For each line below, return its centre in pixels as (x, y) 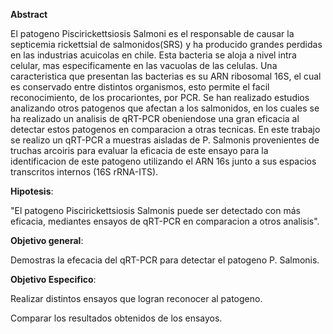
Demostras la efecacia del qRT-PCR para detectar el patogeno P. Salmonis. (165, 260)
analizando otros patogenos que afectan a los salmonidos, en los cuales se (165, 108)
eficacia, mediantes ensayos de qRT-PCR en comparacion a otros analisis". (165, 221)
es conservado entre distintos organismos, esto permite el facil (140, 87)
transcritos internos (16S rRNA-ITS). (84, 172)
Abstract (29, 14)
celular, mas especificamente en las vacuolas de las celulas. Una (144, 65)
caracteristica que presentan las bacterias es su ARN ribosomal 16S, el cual (166, 76)
